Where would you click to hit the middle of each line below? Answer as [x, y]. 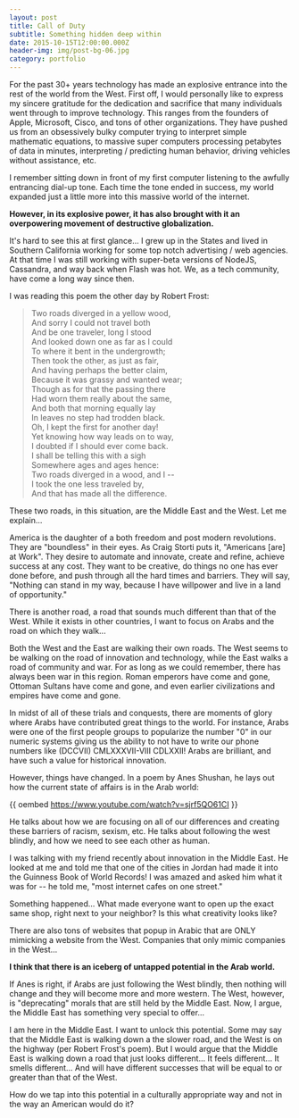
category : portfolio [48, 59]
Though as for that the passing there [99, 389]
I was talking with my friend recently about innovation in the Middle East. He [149, 858]
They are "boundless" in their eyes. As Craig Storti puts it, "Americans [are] [147, 547]
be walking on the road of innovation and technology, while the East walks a [149, 658]
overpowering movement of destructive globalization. [112, 223]
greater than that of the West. [63, 1077]
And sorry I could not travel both [91, 323]
